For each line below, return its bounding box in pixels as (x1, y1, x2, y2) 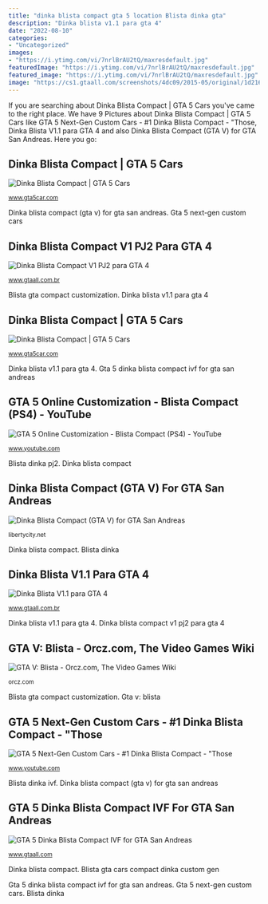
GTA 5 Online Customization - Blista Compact (8, 396, 239, 409)
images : (8, 49, 34, 57)
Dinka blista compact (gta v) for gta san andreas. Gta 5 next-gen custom (8, 208, 246, 218)
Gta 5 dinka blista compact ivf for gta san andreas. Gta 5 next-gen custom (8, 879, 253, 890)
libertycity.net (8, 531, 46, 539)
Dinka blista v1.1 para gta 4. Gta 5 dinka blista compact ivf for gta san (8, 364, 235, 373)
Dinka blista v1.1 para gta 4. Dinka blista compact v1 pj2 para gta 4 (8, 618, 225, 628)
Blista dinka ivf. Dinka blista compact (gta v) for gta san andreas (8, 779, 219, 788)
